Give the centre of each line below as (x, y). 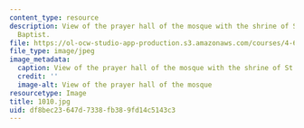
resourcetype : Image (48, 93)
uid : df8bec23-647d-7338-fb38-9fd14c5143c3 (93, 110)
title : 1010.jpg (40, 101)
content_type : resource (54, 18)
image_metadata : (40, 59)
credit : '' (38, 77)
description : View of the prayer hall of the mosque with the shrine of (149, 26)
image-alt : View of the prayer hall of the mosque (115, 85)
